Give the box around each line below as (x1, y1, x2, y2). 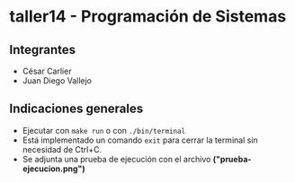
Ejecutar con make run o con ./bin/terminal (22, 125, 186, 135)
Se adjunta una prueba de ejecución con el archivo (22, 153, 211, 164)
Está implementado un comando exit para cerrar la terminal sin (22, 135, 258, 145)
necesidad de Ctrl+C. (22, 144, 102, 154)
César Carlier (22, 65, 72, 76)
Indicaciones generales (9, 101, 144, 117)
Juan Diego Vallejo (22, 75, 93, 86)
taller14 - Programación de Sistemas (9, 6, 287, 27)
